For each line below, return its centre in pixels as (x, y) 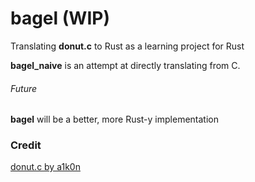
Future (24, 88)
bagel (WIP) (60, 18)
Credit (26, 145)
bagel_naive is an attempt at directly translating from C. (125, 65)
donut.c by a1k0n (45, 167)
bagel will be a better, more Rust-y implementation (114, 119)
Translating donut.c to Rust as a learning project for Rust (127, 46)
